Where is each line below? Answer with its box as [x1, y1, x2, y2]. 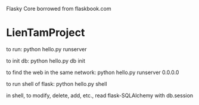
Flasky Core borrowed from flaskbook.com [6, 5, 111, 12]
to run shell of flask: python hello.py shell [6, 80, 107, 87]
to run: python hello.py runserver [6, 45, 88, 52]
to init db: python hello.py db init [6, 57, 85, 64]
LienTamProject [6, 26, 85, 39]
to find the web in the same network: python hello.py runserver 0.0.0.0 [6, 69, 179, 76]
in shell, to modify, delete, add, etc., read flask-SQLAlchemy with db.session [6, 92, 194, 99]
